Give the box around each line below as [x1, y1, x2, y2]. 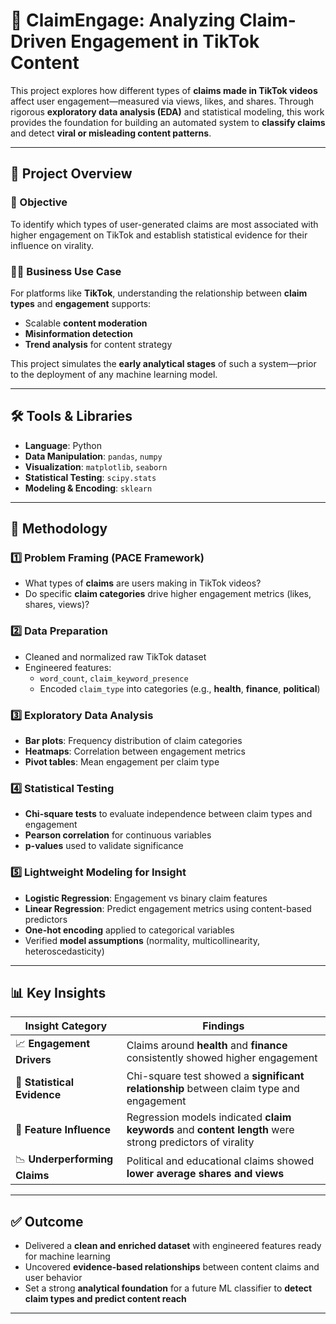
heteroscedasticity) [24, 945, 105, 957]
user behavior [24, 1272, 83, 1284]
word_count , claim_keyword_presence [39, 672, 189, 684]
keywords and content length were [126, 1123, 295, 1137]
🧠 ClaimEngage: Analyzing [10, 9, 236, 32]
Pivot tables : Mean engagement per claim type [24, 756, 220, 768]
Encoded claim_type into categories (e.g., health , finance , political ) [39, 682, 321, 694]
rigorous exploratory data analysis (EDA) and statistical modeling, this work [10, 105, 325, 118]
